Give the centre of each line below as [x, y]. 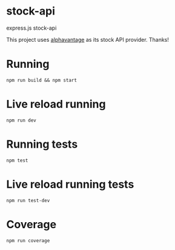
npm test [17, 160]
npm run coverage [28, 240]
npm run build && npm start [42, 80]
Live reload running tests [70, 184]
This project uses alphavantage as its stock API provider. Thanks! [88, 39]
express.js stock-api [31, 28]
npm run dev [21, 120]
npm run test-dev [28, 200]
